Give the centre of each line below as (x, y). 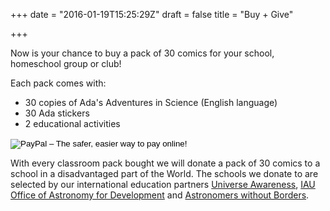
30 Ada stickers (57, 113)
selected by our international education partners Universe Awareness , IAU (163, 184)
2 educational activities (72, 123)
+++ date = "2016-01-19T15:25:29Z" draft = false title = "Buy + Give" (152, 14)
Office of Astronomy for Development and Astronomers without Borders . (160, 195)
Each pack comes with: (58, 83)
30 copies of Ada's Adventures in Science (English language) (151, 102)
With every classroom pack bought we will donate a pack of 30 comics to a (165, 163)
